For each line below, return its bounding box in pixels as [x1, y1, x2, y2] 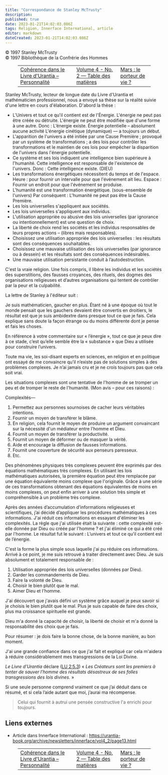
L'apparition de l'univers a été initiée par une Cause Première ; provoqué [12, 133, 162, 139]
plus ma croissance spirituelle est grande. [5, 608, 92, 614]
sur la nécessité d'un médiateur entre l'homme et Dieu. [12, 425, 126, 431]
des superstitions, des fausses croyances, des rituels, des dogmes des [5, 272, 152, 278]
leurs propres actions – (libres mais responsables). [12, 230, 117, 236]
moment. [5, 638, 24, 644]
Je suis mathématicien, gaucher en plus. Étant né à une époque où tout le [5, 302, 157, 308]
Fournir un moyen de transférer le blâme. [12, 415, 97, 421]
